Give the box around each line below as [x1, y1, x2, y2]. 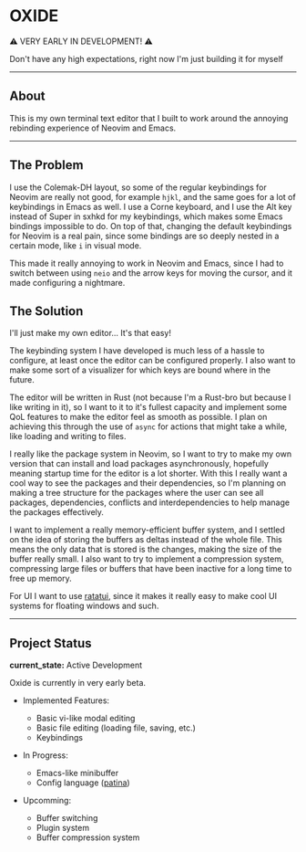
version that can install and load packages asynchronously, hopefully [9, 458, 269, 469]
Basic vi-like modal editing [36, 713, 136, 724]
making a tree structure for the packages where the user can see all [9, 488, 264, 499]
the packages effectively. [9, 507, 105, 518]
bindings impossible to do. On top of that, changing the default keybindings [9, 220, 292, 231]
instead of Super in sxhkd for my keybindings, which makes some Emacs [9, 211, 283, 222]
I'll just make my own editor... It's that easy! [9, 328, 171, 339]
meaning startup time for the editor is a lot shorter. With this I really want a [9, 468, 288, 479]
